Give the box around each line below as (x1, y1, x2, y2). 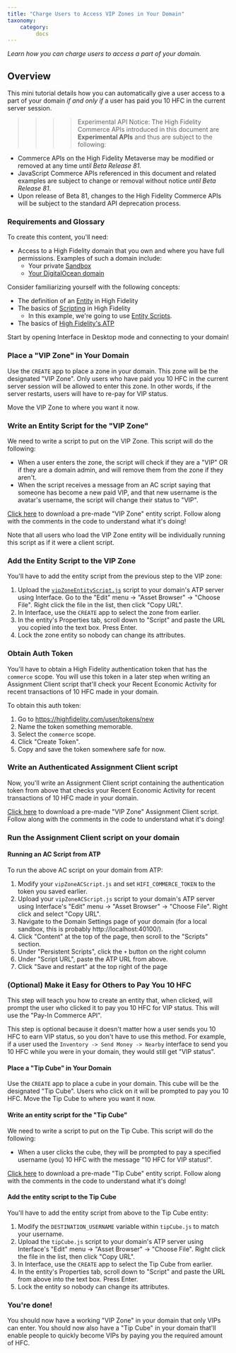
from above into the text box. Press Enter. (17, 1274, 138, 1283)
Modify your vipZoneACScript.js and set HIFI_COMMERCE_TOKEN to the (17, 879, 216, 888)
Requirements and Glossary (7, 217, 105, 227)
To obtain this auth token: (7, 701, 81, 709)
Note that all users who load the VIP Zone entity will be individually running (7, 531, 225, 539)
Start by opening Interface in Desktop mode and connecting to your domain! (7, 333, 230, 341)
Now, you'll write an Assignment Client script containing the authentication (7, 779, 225, 787)
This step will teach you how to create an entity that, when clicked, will (7, 996, 213, 1004)
